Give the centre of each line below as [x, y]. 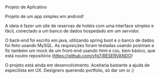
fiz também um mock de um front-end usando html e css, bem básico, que [80, 51]
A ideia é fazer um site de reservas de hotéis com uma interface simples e [80, 26]
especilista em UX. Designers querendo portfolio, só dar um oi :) [70, 70]
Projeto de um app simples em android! [44, 16]
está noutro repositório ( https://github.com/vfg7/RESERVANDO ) [69, 56]
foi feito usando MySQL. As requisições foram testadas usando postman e [80, 45]
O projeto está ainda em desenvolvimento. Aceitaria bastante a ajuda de [77, 65]
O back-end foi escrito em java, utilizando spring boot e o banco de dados [80, 40]
